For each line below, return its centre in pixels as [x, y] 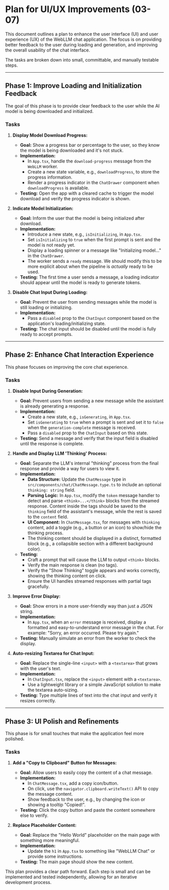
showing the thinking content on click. [67, 576]
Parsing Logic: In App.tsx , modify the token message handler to [94, 495]
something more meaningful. [50, 841]
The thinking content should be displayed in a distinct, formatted [94, 538]
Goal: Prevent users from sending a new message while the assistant [92, 401]
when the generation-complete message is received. [82, 428]
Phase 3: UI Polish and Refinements [62, 721]
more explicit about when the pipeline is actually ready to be [90, 266]
